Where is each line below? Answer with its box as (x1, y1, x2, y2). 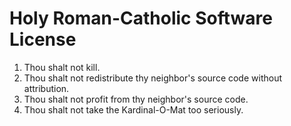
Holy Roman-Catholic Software (9, 7, 273, 30)
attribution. (23, 82, 70, 94)
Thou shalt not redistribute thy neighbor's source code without (23, 72, 283, 84)
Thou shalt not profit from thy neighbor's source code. (23, 93, 249, 105)
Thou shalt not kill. (23, 61, 101, 73)
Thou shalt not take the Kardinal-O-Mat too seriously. (23, 103, 244, 116)
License (9, 28, 77, 51)
